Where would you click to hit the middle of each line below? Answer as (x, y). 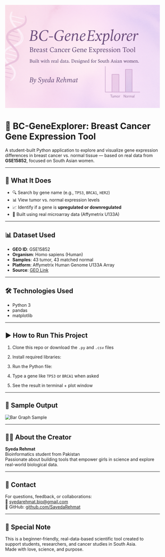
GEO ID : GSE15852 (31, 249)
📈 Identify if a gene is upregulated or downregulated (67, 207)
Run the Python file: (32, 366)
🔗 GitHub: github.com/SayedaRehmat (43, 507)
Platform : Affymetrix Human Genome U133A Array (63, 265)
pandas (20, 310)
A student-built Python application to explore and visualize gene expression (82, 150)
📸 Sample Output (31, 406)
